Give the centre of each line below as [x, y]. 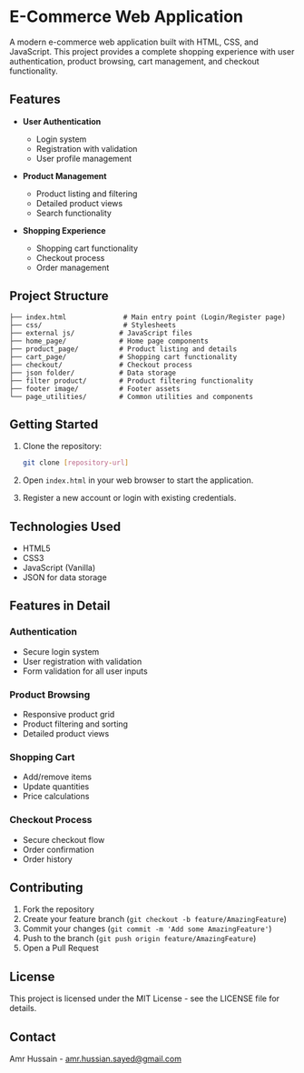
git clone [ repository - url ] [75, 463]
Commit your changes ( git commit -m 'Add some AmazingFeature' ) [147, 928]
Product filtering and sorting [75, 724]
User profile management [84, 158]
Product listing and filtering [87, 194]
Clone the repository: [62, 446]
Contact [33, 1037]
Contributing [46, 888]
